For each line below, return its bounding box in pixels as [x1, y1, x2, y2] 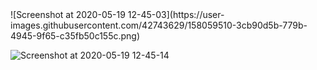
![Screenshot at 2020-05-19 [10, 9, 126, 20]
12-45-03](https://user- [127, 9, 225, 20]
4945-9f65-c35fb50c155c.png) [10, 30, 141, 42]
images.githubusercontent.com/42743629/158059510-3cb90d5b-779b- [10, 19, 308, 31]
